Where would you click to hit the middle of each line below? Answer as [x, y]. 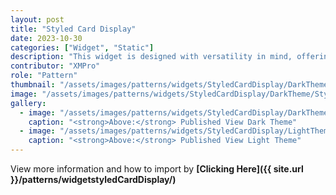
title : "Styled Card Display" [73, 29]
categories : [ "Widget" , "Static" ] [82, 47]
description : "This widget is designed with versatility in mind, [151, 57]
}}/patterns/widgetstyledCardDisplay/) [93, 179]
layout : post [37, 19]
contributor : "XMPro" [55, 66]
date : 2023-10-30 [46, 38]
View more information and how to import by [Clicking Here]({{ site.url [157, 169]
